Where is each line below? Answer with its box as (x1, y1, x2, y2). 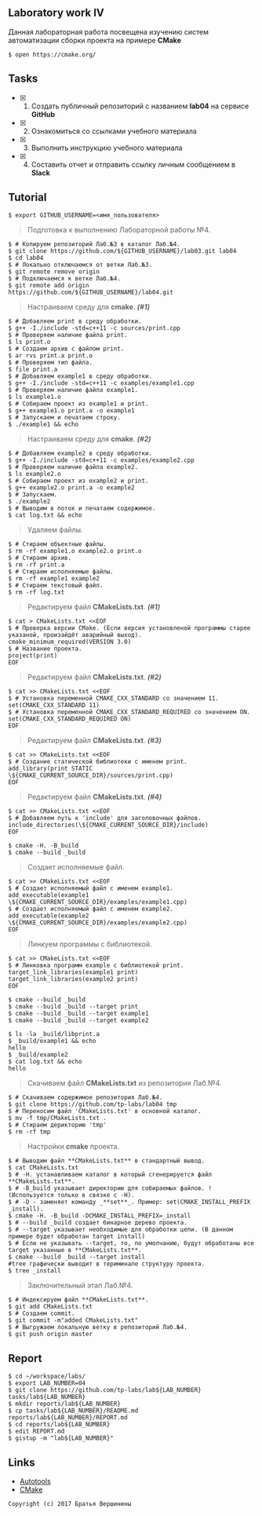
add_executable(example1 (8, 892, 89, 899)
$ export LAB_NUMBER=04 (8, 1379, 86, 1387)
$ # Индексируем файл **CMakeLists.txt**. (8, 1296, 149, 1304)
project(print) (8, 652, 58, 660)
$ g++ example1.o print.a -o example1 (8, 407, 135, 415)
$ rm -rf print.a (8, 561, 65, 569)
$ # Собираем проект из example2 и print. (8, 477, 149, 485)
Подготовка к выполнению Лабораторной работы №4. (27, 225, 211, 235)
